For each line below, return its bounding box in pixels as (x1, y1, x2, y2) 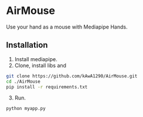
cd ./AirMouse (6, 79, 41, 84)
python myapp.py (6, 106, 46, 112)
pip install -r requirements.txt (6, 84, 88, 90)
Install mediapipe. (14, 55, 57, 62)
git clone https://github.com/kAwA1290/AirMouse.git (6, 73, 138, 79)
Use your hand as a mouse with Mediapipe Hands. (6, 23, 128, 30)
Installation (6, 40, 48, 50)
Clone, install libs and (14, 62, 66, 69)
